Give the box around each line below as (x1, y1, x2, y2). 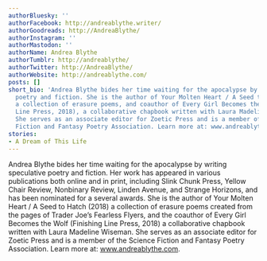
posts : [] (8, 78, 41, 86)
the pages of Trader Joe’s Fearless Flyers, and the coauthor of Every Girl (8, 210, 246, 220)
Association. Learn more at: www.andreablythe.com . (8, 243, 180, 253)
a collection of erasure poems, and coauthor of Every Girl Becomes (15, 100, 247, 108)
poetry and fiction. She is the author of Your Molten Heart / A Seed (15, 93, 254, 101)
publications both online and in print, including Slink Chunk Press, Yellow (8, 176, 246, 185)
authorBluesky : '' (8, 11, 69, 20)
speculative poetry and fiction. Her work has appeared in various (8, 168, 221, 177)
